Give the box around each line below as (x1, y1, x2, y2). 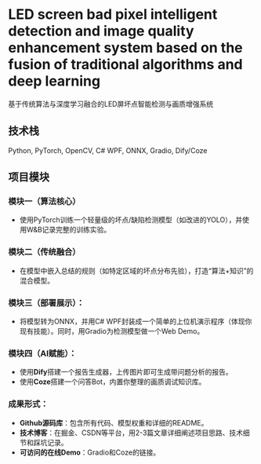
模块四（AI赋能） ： (8, 348, 77, 359)
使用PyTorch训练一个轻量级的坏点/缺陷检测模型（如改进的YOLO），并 (19, 215, 243, 225)
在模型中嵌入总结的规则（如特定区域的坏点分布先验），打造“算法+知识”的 (19, 265, 254, 276)
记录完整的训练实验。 (42, 225, 111, 235)
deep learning (8, 72, 100, 90)
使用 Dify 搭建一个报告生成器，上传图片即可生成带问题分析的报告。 (19, 367, 233, 377)
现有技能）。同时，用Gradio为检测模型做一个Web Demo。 (19, 327, 205, 336)
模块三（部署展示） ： (8, 297, 85, 308)
